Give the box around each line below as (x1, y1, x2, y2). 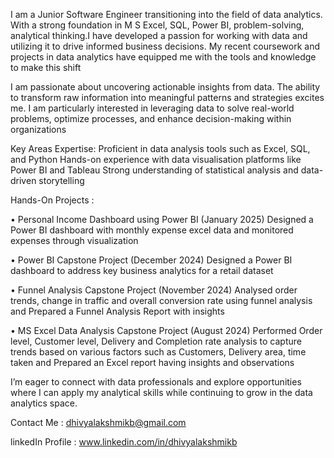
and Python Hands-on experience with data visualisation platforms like (10, 154, 302, 165)
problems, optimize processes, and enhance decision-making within (10, 113, 292, 124)
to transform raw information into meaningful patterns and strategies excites (10, 92, 325, 103)
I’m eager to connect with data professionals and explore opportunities (10, 376, 302, 388)
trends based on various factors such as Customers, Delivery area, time (10, 346, 307, 358)
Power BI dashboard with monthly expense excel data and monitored (10, 224, 294, 236)
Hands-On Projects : (10, 194, 95, 206)
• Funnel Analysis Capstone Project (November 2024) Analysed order (10, 284, 298, 296)
